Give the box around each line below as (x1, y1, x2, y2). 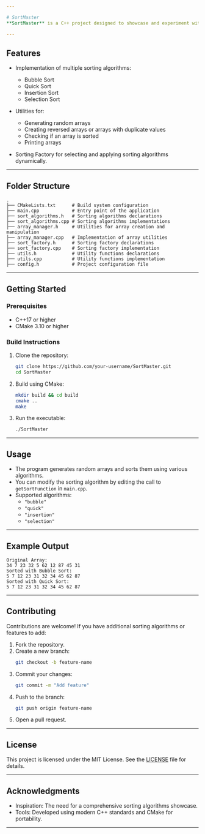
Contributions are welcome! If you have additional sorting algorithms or (6, 622, 185, 629)
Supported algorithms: (15, 491, 72, 499)
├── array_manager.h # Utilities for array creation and (6, 224, 165, 230)
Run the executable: (15, 415, 66, 422)
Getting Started (6, 284, 67, 294)
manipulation (6, 229, 40, 236)
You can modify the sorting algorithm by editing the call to (15, 478, 162, 486)
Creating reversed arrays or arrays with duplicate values (24, 126, 166, 133)
